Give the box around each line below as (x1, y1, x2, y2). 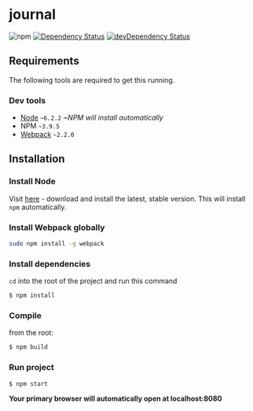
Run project (9, 362, 54, 373)
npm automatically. (9, 202, 67, 212)
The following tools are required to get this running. (9, 75, 175, 84)
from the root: (9, 328, 54, 338)
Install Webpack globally (9, 222, 105, 233)
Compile (9, 310, 42, 320)
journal (9, 6, 57, 24)
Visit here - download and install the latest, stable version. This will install (9, 194, 246, 203)
